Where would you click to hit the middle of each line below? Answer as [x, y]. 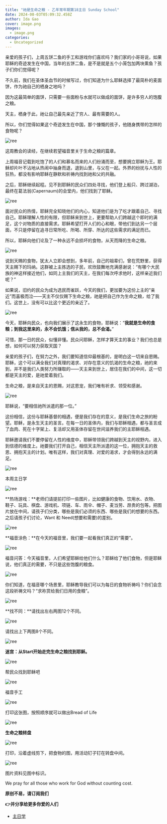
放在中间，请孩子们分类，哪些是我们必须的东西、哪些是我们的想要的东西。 [85, 511]
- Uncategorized [26, 42]
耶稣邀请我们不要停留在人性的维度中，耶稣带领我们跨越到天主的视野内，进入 [83, 439]
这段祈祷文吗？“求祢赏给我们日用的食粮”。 [48, 591]
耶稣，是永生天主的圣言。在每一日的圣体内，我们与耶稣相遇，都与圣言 [85, 422]
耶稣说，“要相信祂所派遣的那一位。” [41, 406]
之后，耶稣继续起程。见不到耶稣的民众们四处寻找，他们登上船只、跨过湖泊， [83, 185]
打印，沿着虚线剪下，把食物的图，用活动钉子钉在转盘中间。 [66, 753]
